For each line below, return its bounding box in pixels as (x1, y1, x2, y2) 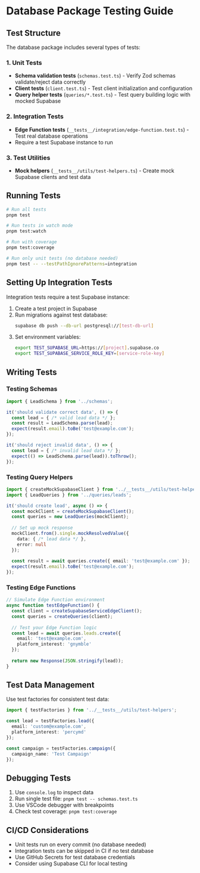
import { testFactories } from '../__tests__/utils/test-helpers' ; (6, 707, 177, 713)
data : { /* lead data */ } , (17, 535, 86, 542)
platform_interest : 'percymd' (11, 729, 86, 735)
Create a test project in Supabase (14, 305, 97, 312)
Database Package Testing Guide (6, 4, 174, 18)
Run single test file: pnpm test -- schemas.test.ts (14, 795, 138, 803)
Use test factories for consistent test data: (6, 696, 110, 703)
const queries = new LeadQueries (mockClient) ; (11, 514, 129, 520)
